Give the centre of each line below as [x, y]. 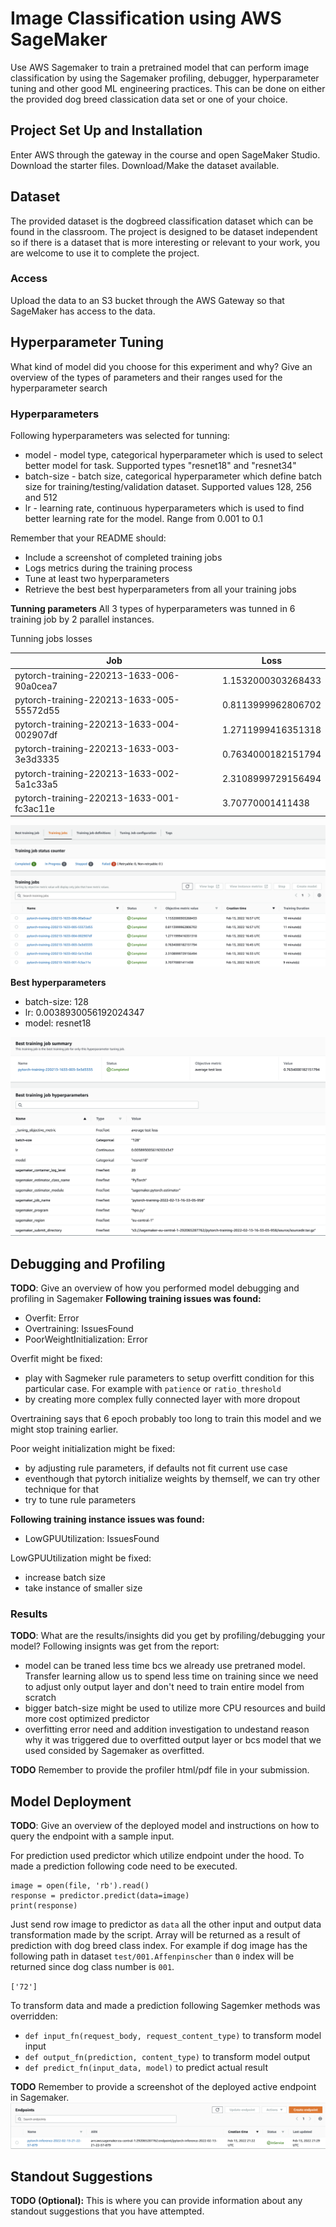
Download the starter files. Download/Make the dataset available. [145, 165]
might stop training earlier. [64, 1429]
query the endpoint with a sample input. [92, 1836]
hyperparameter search [59, 388]
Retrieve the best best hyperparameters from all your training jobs [160, 589]
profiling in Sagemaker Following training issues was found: [136, 1299]
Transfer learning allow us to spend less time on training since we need [171, 1676]
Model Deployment [71, 1801]
